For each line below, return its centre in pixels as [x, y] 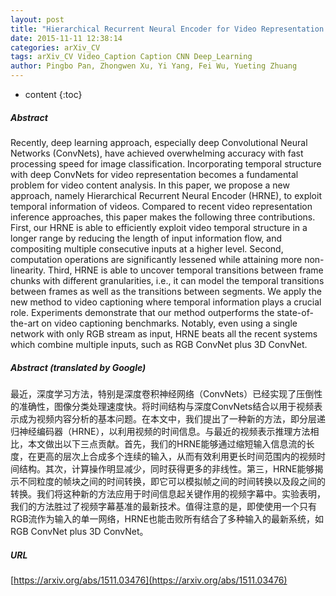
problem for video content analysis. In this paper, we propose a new [150, 185]
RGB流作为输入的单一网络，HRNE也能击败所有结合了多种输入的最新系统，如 [167, 518]
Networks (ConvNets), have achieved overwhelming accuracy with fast [157, 153]
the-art [25, 323]
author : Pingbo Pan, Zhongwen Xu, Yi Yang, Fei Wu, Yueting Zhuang [154, 66]
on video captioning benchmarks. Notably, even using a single [169, 323]
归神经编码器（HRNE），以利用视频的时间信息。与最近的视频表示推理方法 [160, 431]
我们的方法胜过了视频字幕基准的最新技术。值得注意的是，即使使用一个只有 [163, 506]
